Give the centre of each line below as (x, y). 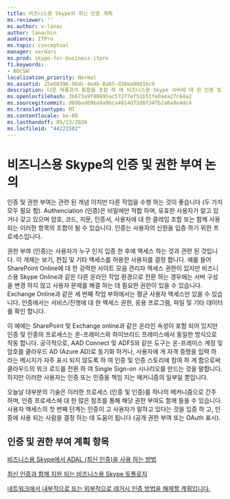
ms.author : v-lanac (35, 26)
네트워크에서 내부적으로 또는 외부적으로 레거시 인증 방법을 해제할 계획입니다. (109, 489)
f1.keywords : (26, 65)
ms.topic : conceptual (38, 45)
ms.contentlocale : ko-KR (43, 115)
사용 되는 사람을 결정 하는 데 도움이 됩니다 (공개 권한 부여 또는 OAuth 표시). (120, 418)
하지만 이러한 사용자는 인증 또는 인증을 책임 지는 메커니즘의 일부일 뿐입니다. (108, 377)
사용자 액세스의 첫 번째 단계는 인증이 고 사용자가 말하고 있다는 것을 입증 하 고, (111, 409)
